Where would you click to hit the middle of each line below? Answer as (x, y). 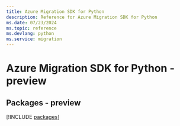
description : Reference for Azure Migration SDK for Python (82, 17)
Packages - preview (44, 103)
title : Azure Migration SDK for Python (55, 12)
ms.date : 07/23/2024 (32, 22)
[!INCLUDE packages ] (33, 117)
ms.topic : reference (32, 28)
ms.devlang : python (30, 34)
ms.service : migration (34, 39)
